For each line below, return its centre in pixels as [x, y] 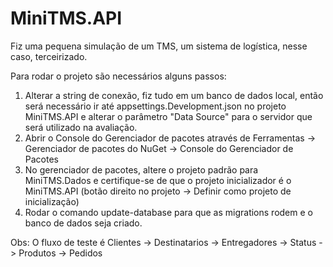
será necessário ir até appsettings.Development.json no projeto [155, 106]
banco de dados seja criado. [83, 223]
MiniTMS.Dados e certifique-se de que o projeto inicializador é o [158, 180]
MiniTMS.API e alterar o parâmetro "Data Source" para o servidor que [168, 116]
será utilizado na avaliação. [81, 127]
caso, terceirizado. [49, 56]
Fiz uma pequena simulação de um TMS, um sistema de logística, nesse [159, 46]
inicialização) [52, 201]
